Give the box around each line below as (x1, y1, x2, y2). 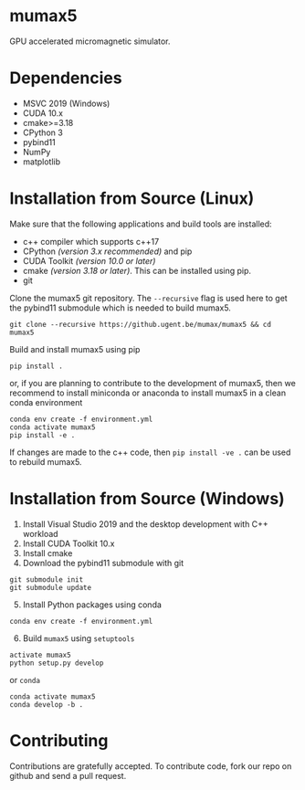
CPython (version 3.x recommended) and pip (22, 246, 193, 257)
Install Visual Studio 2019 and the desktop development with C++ (22, 518, 269, 530)
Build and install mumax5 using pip (9, 343, 141, 354)
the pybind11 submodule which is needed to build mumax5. (9, 302, 231, 313)
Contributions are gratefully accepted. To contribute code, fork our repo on (9, 760, 292, 772)
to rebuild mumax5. (9, 456, 82, 467)
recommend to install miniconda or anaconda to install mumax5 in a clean (9, 387, 286, 398)
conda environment (9, 396, 83, 407)
